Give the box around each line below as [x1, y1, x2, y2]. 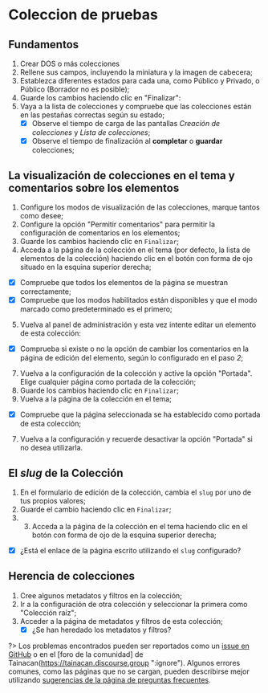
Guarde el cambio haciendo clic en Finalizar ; [19, 504, 172, 514]
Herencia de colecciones [8, 569, 135, 583]
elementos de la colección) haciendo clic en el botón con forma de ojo [19, 253, 253, 263]
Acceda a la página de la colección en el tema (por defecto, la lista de [19, 245, 251, 255]
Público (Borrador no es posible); [19, 84, 130, 94]
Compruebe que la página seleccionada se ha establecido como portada [19, 410, 261, 419]
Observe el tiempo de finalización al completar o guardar [31, 137, 223, 146]
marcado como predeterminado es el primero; [19, 304, 173, 314]
